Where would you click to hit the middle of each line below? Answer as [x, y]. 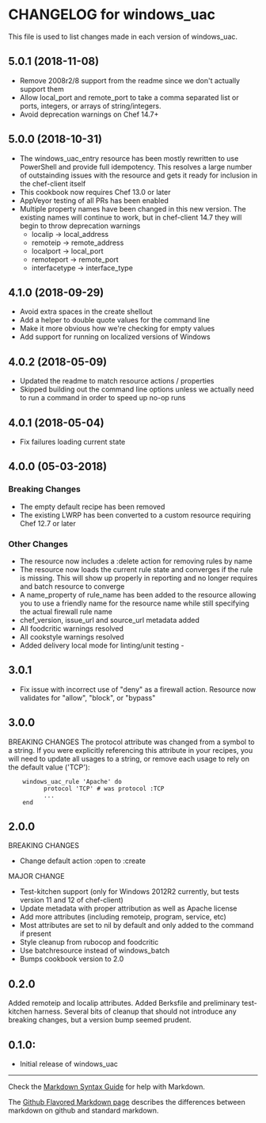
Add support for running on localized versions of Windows [115, 337]
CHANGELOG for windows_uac [112, 15]
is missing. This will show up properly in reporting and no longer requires [139, 578]
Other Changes [38, 544]
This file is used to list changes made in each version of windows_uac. [123, 36]
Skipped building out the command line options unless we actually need [137, 389]
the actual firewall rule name [66, 611]
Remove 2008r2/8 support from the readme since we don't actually [129, 80]
